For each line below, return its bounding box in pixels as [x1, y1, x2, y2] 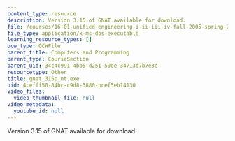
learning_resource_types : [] [7, 36, 92, 43]
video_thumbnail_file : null [13, 95, 96, 102]
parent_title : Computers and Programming [7, 50, 130, 57]
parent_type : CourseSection [7, 56, 90, 63]
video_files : [7, 88, 45, 95]
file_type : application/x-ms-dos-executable [7, 29, 139, 37]
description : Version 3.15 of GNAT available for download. [7, 17, 187, 24]
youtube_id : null [13, 107, 64, 114]
